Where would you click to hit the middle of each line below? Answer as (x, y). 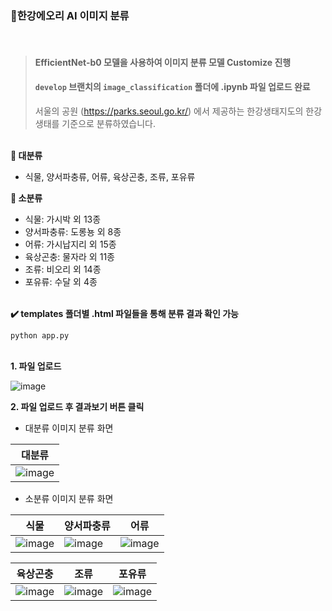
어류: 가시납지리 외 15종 (70, 244)
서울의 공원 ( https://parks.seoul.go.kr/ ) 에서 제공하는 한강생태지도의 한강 (178, 111)
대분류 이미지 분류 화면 (69, 428)
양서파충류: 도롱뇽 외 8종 (73, 232)
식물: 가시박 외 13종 (63, 219)
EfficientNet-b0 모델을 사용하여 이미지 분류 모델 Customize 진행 (163, 62)
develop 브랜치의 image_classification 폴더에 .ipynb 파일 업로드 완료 (172, 87)
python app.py (40, 336)
